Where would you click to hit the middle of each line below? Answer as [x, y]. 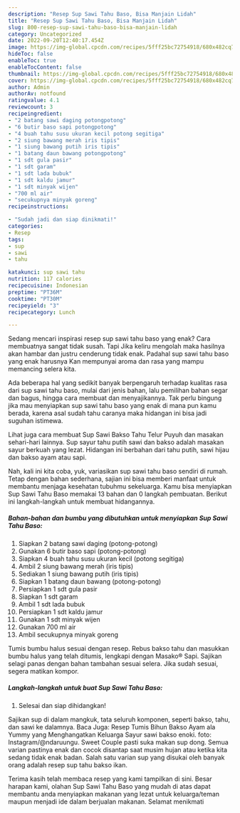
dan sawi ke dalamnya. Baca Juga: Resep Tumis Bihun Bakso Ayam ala [112, 727]
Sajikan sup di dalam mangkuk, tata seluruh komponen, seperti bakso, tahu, [119, 719]
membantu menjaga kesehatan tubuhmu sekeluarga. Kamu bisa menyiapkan [120, 487]
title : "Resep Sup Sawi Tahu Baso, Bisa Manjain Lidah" [93, 21]
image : [18, 47]
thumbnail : [24, 74]
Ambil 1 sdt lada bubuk [52, 604]
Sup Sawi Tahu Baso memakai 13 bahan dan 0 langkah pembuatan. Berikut [118, 494]
